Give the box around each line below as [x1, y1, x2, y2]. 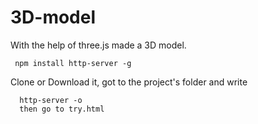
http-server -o [19, 95, 83, 105]
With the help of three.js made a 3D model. [10, 39, 187, 51]
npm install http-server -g [14, 58, 132, 68]
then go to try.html [19, 104, 105, 114]
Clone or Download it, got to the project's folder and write [10, 76, 248, 88]
